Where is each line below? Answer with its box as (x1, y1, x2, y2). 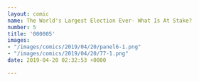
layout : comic (7, 10, 50, 18)
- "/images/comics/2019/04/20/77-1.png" (7, 50, 129, 58)
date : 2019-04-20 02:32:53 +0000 (7, 57, 107, 64)
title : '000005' (7, 30, 55, 38)
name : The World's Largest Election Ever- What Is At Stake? (7, 17, 193, 24)
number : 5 (7, 23, 37, 31)
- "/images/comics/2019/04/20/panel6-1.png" (7, 43, 141, 50)
